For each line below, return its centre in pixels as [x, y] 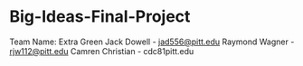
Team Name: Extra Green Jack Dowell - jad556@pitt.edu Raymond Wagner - [152, 42]
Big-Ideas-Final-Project [100, 17]
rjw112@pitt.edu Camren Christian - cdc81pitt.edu [102, 51]
